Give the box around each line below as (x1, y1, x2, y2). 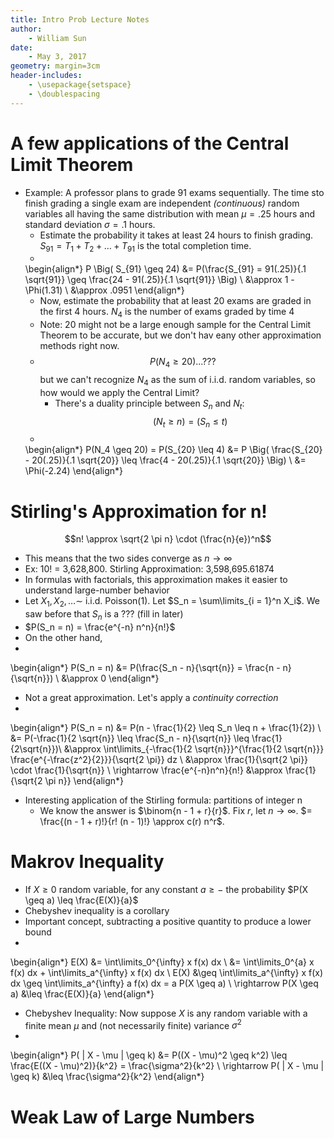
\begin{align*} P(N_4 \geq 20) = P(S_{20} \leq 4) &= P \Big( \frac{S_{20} (24, 444, 323, 456)
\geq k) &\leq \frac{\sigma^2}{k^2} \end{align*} (10, 1071, 205, 1083)
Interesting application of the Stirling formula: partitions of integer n (24, 794, 303, 806)
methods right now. (39, 340, 120, 352)
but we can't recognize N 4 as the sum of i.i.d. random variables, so (39, 373, 316, 388)
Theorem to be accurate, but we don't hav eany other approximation (39, 329, 322, 341)
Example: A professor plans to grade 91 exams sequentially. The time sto (24, 186, 325, 198)
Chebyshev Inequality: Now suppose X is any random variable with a (24, 1007, 308, 1019)
